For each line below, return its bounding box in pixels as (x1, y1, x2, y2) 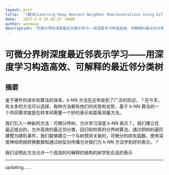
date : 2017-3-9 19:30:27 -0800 (5, 16, 75, 21)
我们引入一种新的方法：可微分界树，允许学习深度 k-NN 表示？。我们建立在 (5, 120, 159, 126)
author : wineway (5, 21, 39, 26)
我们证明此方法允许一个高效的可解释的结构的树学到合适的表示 (5, 149, 133, 155)
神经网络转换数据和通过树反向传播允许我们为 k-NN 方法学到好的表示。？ (9, 139, 159, 145)
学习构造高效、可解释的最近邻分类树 (14, 61, 164, 73)
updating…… (5, 164, 32, 170)
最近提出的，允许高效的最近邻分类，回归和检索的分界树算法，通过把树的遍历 (5, 126, 163, 132)
